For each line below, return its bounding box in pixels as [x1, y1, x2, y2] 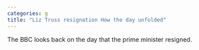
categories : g [7, 10, 49, 17]
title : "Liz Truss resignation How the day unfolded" [7, 16, 167, 23]
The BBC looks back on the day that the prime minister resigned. [7, 35, 193, 43]
